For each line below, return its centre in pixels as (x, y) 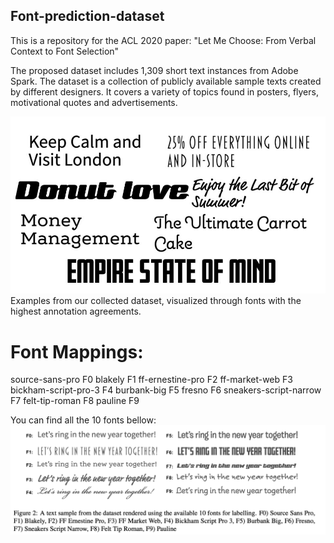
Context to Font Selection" (65, 51)
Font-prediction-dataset (87, 16)
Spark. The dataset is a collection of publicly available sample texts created (166, 81)
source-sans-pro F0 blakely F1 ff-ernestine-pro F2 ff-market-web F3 (151, 380)
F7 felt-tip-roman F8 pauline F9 (75, 401)
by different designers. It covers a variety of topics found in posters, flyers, (164, 91)
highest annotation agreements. (76, 311)
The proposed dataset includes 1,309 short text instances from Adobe (154, 70)
